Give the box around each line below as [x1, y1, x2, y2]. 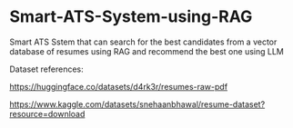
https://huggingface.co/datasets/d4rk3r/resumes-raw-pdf [9, 81, 228, 92]
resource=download [9, 108, 86, 119]
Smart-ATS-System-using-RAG [9, 6, 253, 27]
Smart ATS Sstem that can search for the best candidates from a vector [9, 36, 278, 47]
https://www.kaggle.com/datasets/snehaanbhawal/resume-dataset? [9, 98, 266, 110]
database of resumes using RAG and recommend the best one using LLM [9, 45, 284, 56]
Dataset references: [9, 64, 84, 74]
